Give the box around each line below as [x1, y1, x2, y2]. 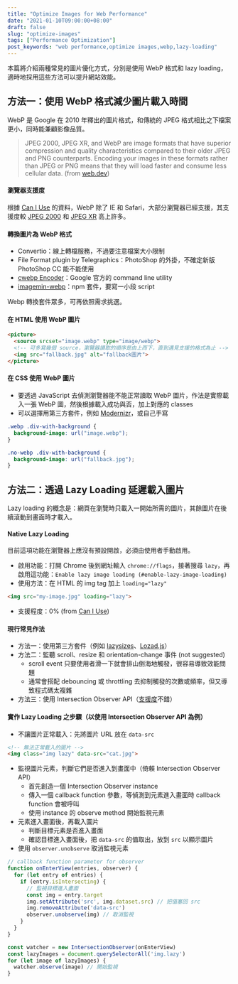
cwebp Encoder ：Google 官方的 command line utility [17, 274, 173, 282]
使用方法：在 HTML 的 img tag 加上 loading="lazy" [17, 579, 167, 588]
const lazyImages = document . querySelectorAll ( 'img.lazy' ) [7, 950, 186, 958]
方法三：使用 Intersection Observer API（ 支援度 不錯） [17, 695, 176, 703]
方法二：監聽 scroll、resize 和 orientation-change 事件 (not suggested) [17, 651, 226, 659]
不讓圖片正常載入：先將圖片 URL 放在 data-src [17, 730, 155, 738]
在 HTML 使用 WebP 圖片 [7, 315, 81, 323]
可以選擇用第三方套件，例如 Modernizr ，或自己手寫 [17, 409, 168, 417]
